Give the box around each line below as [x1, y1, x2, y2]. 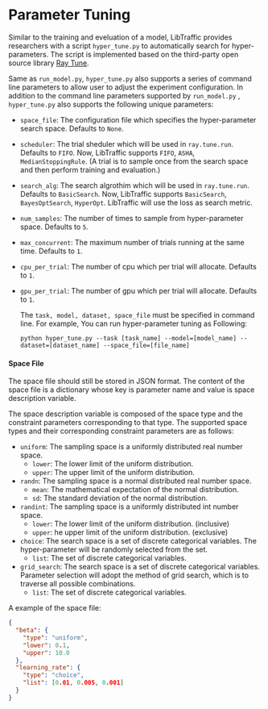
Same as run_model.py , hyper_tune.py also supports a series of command [8, 73, 252, 83]
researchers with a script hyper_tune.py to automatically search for [8, 40, 231, 50]
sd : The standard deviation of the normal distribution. [31, 494, 208, 503]
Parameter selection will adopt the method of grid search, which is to [19, 570, 249, 580]
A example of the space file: [8, 603, 101, 613]
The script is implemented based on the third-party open [50, 49, 239, 59]
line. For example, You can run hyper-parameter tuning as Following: [19, 319, 248, 328]
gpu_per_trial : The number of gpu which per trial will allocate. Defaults [19, 286, 258, 295]
